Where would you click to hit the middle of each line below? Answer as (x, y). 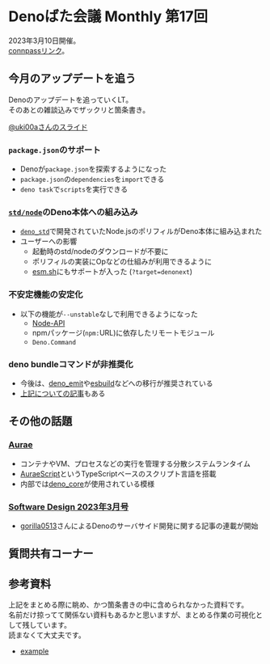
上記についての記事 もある (63, 393)
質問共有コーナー (51, 554)
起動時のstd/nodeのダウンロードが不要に (100, 252)
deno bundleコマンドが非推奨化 (71, 364)
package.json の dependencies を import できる (92, 180)
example (34, 651)
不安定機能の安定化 (46, 294)
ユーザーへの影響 (49, 241)
